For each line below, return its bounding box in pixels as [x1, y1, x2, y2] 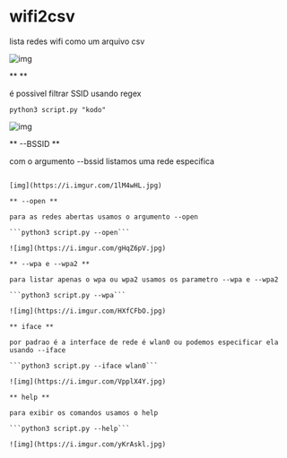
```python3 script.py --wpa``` [9, 290, 126, 299]
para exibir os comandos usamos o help [9, 408, 159, 418]
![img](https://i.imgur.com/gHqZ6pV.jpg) [9, 244, 167, 253]
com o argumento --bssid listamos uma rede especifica [9, 155, 215, 167]
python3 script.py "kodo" [9, 105, 106, 114]
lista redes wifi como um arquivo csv [9, 36, 145, 47]
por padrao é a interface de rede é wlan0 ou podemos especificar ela [9, 338, 279, 347]
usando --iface [9, 345, 66, 355]
